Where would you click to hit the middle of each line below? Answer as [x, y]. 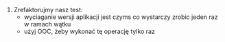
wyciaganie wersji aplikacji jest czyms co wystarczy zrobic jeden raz [121, 17]
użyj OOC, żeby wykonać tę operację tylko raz [90, 31]
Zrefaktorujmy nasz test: [48, 10]
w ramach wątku [47, 24]
